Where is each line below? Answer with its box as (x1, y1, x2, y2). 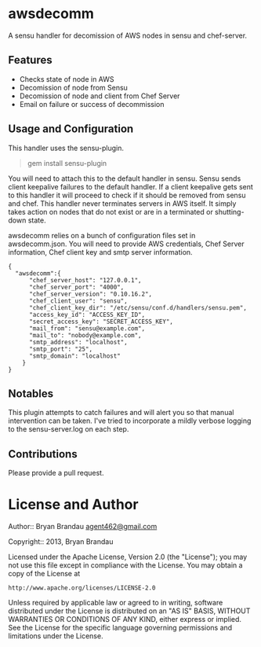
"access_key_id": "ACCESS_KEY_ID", (28, 311, 146, 318)
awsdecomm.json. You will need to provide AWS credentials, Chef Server (8, 239, 245, 248)
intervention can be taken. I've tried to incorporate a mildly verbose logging (8, 416, 252, 425)
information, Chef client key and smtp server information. (8, 247, 194, 256)
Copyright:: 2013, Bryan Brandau (8, 537, 114, 546)
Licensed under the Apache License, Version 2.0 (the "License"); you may (8, 552, 248, 562)
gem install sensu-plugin (27, 158, 107, 167)
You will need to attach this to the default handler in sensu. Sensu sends (8, 174, 241, 183)
